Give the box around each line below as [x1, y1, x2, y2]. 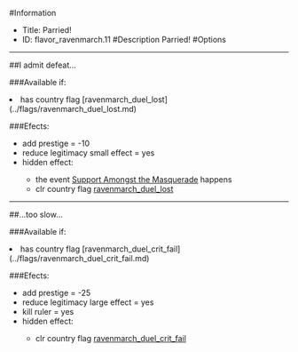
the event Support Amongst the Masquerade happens [35, 174, 232, 185]
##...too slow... [9, 209, 64, 220]
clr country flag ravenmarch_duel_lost [35, 184, 174, 194]
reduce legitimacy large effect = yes [21, 297, 154, 308]
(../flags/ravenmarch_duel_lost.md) [9, 104, 137, 114]
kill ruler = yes [21, 307, 74, 316]
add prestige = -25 [21, 288, 91, 298]
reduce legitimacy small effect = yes [21, 148, 155, 158]
